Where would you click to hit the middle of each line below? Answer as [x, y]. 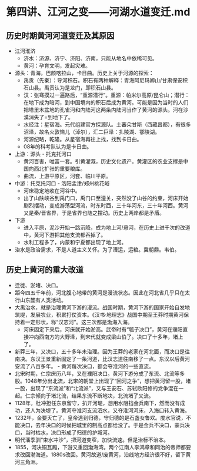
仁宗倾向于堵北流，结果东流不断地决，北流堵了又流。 [89, 396]
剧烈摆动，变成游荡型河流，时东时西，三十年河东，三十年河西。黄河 [106, 205]
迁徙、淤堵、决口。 [38, 285]
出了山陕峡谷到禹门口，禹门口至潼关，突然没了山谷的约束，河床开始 [106, 198]
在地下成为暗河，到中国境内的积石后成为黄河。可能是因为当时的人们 [106, 102]
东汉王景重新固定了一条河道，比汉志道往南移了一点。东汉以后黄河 [110, 359]
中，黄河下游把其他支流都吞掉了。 [65, 235]
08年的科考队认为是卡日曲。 [58, 147]
